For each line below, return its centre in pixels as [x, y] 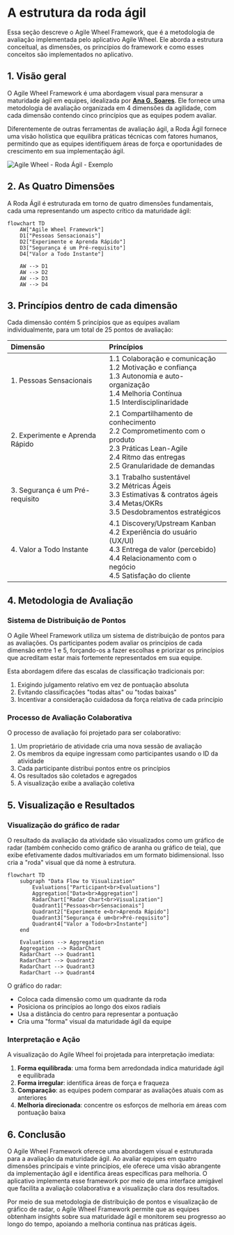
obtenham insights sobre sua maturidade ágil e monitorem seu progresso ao [117, 1217]
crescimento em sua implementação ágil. [66, 151]
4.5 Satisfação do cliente [150, 576]
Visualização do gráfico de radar [63, 825]
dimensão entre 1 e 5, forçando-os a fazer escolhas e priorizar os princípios [116, 650]
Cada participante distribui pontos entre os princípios [94, 769]
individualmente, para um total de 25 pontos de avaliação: [90, 330]
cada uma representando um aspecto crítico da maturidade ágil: [99, 210]
